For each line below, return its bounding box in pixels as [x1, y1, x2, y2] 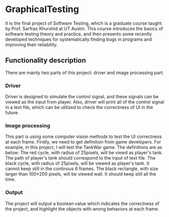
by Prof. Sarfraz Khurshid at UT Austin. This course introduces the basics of [5, 25, 163, 31]
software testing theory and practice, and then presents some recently [5, 31, 152, 37]
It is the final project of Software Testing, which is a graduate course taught [5, 20, 162, 26]
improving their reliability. [5, 41, 58, 47]
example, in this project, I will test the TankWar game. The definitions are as [5, 144, 162, 151]
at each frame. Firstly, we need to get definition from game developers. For [5, 139, 161, 145]
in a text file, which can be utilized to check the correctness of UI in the [5, 104, 153, 110]
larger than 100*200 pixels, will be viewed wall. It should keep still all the [5, 171, 156, 177]
